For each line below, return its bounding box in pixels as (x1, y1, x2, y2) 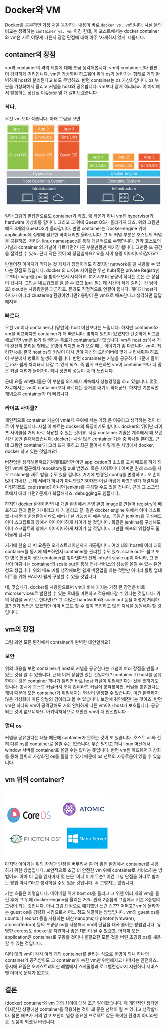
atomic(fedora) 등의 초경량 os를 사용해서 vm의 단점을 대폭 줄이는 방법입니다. (5, 921, 156, 927)
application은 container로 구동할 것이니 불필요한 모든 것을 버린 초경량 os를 (5, 934, 152, 940)
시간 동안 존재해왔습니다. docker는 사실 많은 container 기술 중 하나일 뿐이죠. (5, 436, 155, 442)
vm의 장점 (5, 625, 35, 633)
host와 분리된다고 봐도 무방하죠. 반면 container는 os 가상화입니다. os (18, 77, 154, 83)
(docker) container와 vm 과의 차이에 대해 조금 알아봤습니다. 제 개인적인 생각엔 (5, 1000, 159, 1006)
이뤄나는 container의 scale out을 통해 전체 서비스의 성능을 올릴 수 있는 (14, 561, 152, 567)
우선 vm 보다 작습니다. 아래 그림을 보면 (5, 116, 81, 122)
